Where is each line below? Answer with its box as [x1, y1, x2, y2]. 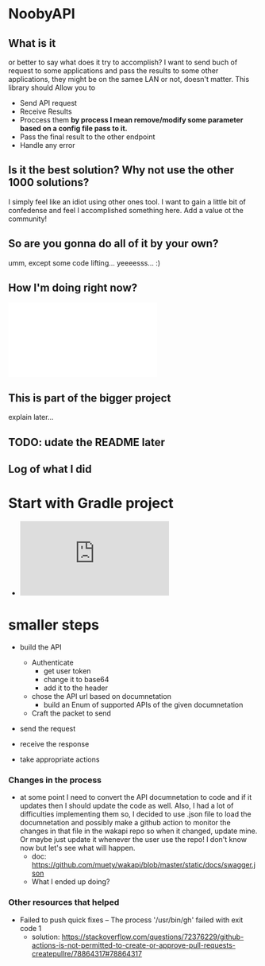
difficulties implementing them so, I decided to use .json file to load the [19, 809, 252, 819]
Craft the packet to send [31, 708, 111, 718]
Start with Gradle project [8, 495, 174, 513]
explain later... [8, 413, 54, 422]
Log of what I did [8, 463, 93, 476]
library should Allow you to [8, 83, 96, 92]
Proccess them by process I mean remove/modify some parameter [19, 115, 244, 124]
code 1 [19, 923, 42, 933]
